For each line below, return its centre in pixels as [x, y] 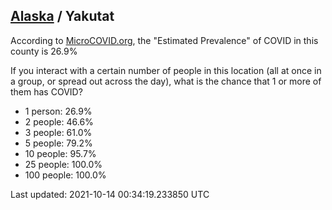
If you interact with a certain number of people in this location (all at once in [166, 70]
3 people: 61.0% [58, 132]
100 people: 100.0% [65, 175]
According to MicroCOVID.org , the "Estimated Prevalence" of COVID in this [164, 40]
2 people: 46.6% [59, 121]
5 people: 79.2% [58, 143]
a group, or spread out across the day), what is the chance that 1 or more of [166, 81]
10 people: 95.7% [60, 153]
